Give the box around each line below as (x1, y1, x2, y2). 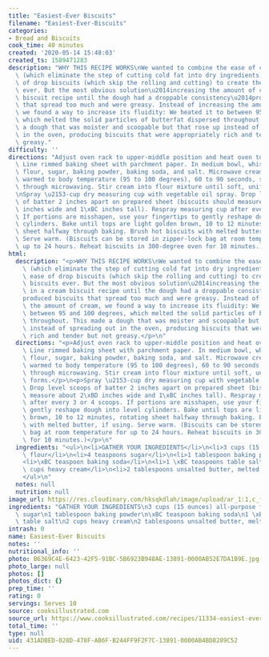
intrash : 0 (8, 525, 45, 533)
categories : (8, 26, 48, 34)
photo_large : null (8, 562, 70, 571)
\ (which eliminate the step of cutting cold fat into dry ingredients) (15, 71, 263, 79)
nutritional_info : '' (8, 547, 81, 555)
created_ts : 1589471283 (8, 57, 88, 65)
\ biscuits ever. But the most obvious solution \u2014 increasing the (22, 279, 260, 288)
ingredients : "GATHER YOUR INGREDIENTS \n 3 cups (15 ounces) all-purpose (8, 503, 256, 511)
